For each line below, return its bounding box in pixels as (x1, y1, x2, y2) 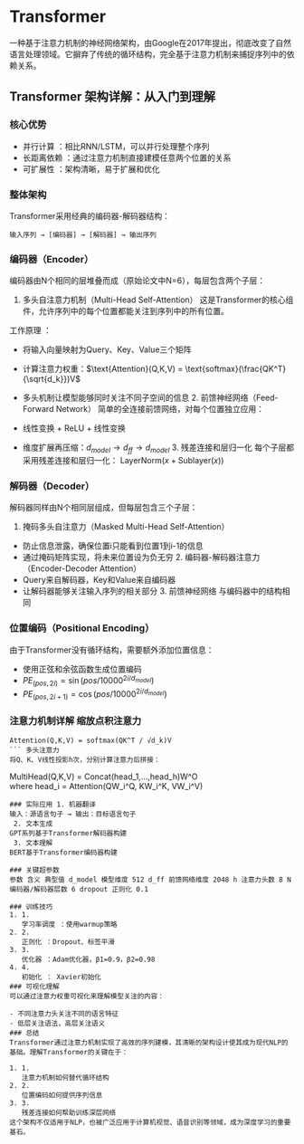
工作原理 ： (9, 325, 52, 336)
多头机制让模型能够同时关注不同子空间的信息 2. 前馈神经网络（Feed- (22, 392, 279, 404)
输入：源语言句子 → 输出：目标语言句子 (9, 809, 137, 818)
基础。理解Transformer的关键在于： (9, 1047, 128, 1056)
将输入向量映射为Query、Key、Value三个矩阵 (22, 344, 192, 355)
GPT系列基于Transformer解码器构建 (9, 828, 128, 838)
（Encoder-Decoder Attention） (22, 563, 142, 574)
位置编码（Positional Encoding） (9, 622, 155, 634)
